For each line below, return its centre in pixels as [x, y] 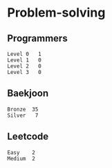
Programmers [37, 38]
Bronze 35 [23, 109]
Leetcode [28, 137]
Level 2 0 [24, 66]
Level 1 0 [24, 60]
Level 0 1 [24, 54]
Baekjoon [28, 94]
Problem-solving [56, 13]
